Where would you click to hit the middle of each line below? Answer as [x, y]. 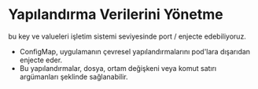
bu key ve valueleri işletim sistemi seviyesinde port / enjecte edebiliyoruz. [127, 36]
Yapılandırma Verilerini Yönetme [116, 15]
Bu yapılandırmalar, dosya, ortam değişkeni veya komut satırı [118, 68]
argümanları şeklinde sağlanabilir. [74, 76]
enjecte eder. [41, 60]
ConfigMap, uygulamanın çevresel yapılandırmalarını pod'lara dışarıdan [135, 51]
